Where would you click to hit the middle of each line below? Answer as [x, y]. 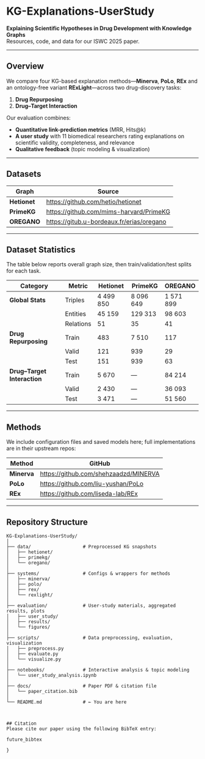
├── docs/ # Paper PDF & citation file [81, 686]
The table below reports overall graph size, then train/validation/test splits [99, 264]
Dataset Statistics [41, 249]
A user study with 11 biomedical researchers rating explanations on [100, 136]
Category [34, 286]
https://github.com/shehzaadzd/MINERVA [100, 474]
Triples [75, 300]
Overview [25, 66]
